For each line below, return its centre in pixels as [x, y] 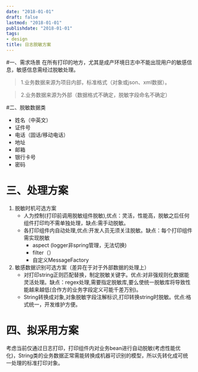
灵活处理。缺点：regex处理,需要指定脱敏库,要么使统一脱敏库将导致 [104, 282]
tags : [13, 34]
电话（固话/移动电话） [42, 134]
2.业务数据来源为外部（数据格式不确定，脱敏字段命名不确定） [95, 95]
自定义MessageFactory [61, 260]
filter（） [43, 252]
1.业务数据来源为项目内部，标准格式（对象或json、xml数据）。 [95, 82]
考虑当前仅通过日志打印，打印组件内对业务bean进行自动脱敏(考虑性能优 [94, 348]
